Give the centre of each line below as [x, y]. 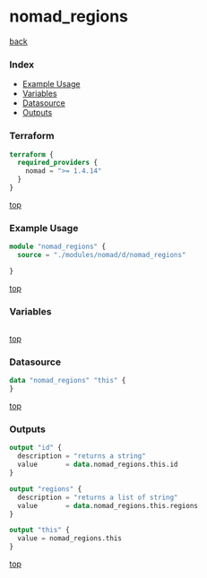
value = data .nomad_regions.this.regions [108, 505]
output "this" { [39, 531]
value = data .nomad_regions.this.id [98, 465]
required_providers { [58, 163]
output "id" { [36, 448]
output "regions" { [46, 489]
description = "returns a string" [82, 456]
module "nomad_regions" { [57, 247]
